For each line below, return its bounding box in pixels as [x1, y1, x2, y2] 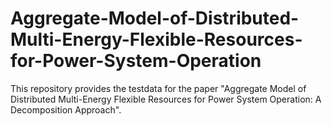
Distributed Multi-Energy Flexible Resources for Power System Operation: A [10, 93, 322, 105]
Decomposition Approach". [10, 103, 122, 116]
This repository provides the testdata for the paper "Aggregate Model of [10, 82, 307, 94]
